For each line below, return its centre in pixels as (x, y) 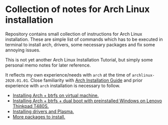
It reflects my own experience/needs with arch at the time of (68, 75)
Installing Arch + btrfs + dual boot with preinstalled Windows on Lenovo (87, 101)
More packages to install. (39, 116)
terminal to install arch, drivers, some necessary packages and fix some (80, 44)
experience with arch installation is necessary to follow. (63, 85)
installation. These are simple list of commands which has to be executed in (84, 39)
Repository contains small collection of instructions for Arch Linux (74, 34)
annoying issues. (23, 50)
